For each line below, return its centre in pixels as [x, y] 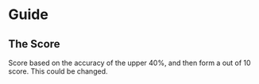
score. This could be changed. [58, 71]
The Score [35, 44]
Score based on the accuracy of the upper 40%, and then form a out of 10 [130, 63]
